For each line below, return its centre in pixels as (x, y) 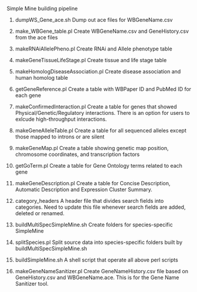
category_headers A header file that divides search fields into (89, 201)
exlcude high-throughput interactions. (61, 119)
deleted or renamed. (40, 213)
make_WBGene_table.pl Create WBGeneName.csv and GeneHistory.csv (102, 31)
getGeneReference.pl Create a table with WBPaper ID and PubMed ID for (103, 89)
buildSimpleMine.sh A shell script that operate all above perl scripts (96, 260)
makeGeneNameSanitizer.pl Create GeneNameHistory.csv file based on (102, 271)
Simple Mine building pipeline (42, 9)
